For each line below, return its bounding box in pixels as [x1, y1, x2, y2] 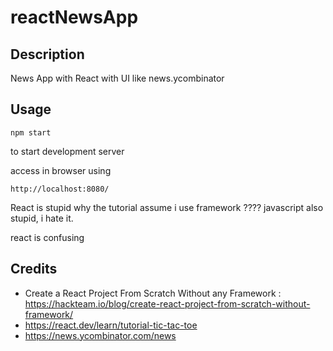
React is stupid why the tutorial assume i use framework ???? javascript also [10, 201, 324, 213]
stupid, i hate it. [10, 212, 74, 224]
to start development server [10, 145, 125, 157]
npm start [10, 127, 52, 138]
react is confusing [10, 231, 85, 243]
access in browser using [10, 164, 112, 176]
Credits [10, 261, 58, 278]
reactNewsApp [10, 6, 139, 29]
